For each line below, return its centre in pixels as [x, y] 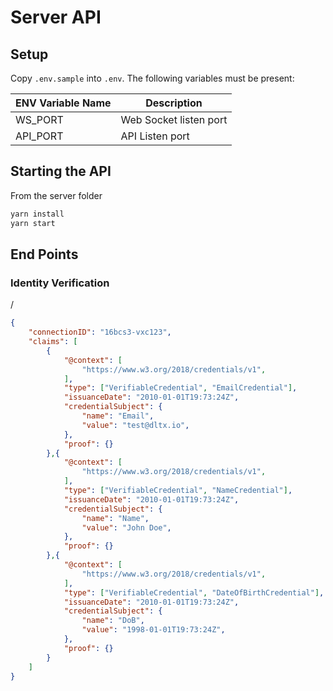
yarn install [37, 214]
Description [174, 103]
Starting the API [61, 171]
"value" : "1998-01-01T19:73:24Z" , [153, 630]
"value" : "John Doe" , [126, 527]
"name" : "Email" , [118, 416]
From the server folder [56, 195]
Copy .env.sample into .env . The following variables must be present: [152, 78]
